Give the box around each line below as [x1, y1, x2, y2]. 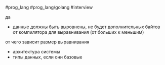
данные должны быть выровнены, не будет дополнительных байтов [12, 24, 160, 30]
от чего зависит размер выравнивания [5, 39, 90, 45]
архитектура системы [12, 49, 60, 54]
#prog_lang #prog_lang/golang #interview [5, 5, 93, 10]
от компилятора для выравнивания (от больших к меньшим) [12, 29, 144, 35]
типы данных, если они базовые [12, 54, 82, 60]
